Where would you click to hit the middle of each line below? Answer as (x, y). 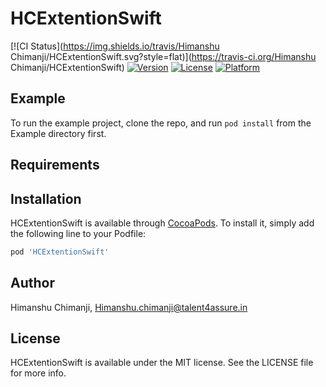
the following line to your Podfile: (78, 233)
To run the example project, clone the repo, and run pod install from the (161, 123)
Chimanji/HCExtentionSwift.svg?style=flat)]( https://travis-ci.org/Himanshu (163, 56)
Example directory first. (58, 133)
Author (32, 283)
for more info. (38, 373)
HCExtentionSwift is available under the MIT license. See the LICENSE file (162, 363)
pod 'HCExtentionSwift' (60, 252)
